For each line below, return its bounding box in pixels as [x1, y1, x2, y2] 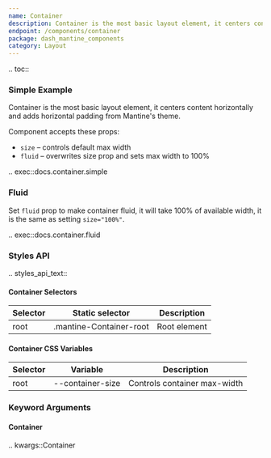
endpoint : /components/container [8, 27, 121, 35]
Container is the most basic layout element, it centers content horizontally [8, 103, 254, 112]
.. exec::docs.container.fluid [8, 230, 101, 240]
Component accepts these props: [8, 127, 119, 137]
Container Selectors [8, 286, 77, 296]
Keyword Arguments [8, 402, 91, 413]
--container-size [53, 378, 121, 389]
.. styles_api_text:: [8, 269, 68, 278]
